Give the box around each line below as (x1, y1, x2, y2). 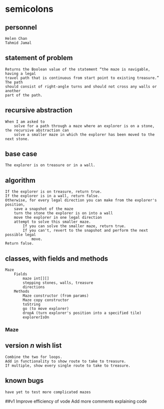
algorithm (5, 176, 36, 184)
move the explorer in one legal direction (14, 215, 102, 220)
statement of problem (5, 54, 73, 62)
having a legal (5, 71, 36, 76)
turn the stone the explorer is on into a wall (14, 211, 113, 216)
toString (23, 302, 41, 307)
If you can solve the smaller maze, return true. (23, 224, 126, 229)
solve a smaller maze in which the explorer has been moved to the (14, 132, 155, 137)
